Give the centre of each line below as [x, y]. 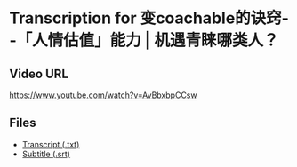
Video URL [39, 73]
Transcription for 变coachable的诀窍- [149, 18]
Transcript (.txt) [51, 144]
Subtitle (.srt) [46, 154]
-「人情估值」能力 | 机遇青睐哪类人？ [144, 40]
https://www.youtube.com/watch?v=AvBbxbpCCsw [103, 95]
